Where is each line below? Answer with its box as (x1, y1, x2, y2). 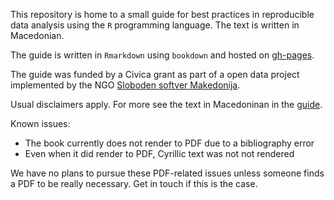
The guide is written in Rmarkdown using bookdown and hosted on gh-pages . (10, 49, 315, 61)
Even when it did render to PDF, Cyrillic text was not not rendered (24, 148, 295, 159)
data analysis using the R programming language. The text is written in (10, 19, 300, 31)
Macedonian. (10, 30, 65, 41)
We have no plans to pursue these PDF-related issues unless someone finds (10, 167, 325, 179)
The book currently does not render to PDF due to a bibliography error (24, 137, 315, 149)
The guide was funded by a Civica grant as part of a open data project (10, 69, 300, 80)
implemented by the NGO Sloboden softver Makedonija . (10, 79, 241, 91)
